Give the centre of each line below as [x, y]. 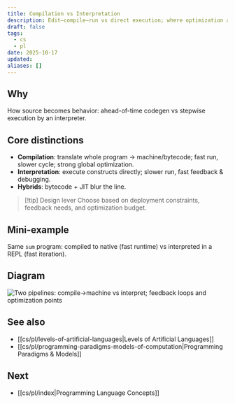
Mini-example [38, 230]
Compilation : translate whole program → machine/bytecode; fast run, [118, 157]
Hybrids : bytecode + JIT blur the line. [72, 187]
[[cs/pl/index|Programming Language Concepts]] [88, 393]
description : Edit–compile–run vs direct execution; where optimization [115, 20]
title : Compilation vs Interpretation [64, 14]
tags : [15, 33]
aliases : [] [24, 66]
